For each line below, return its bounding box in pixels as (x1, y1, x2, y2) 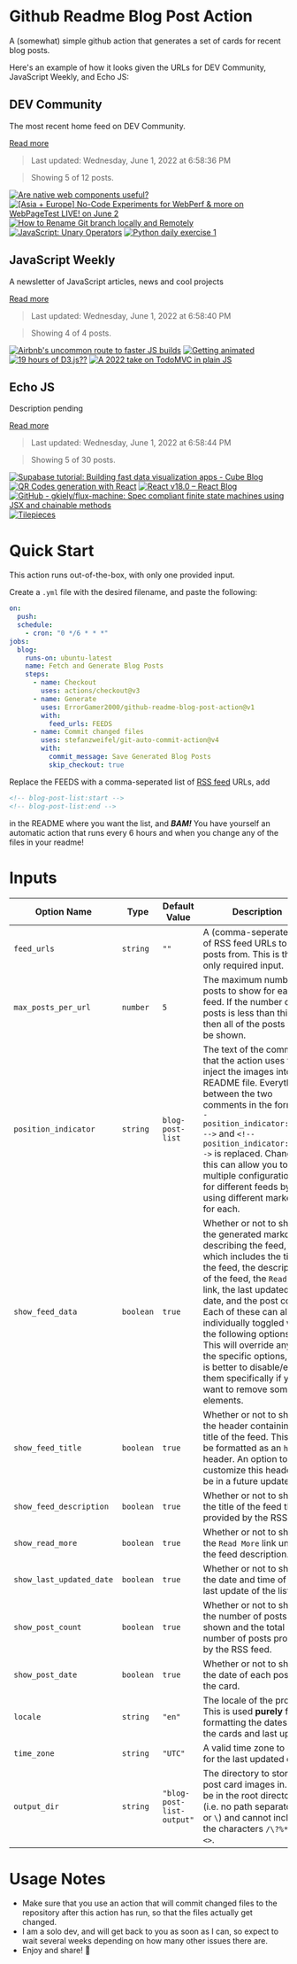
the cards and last (202, 1727, 278, 1739)
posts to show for (202, 985, 276, 997)
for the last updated (202, 1752, 285, 1765)
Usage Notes (9, 1868, 106, 1889)
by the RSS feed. (202, 1643, 272, 1655)
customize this (202, 1464, 263, 1476)
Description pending (9, 403, 84, 414)
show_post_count (13, 1622, 82, 1632)
